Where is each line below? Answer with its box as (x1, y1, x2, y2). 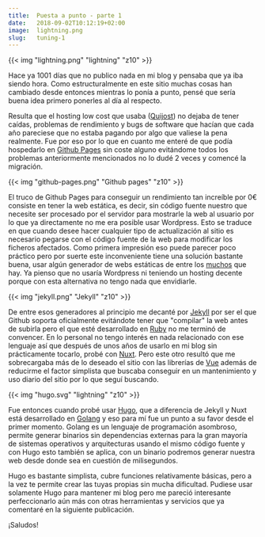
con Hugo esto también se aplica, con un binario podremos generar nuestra (8, 447, 256, 457)
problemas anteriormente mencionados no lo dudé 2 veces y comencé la (8, 154, 247, 163)
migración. (8, 162, 44, 171)
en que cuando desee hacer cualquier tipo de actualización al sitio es (8, 227, 234, 236)
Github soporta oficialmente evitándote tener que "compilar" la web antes (8, 316, 248, 326)
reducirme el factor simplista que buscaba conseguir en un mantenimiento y (8, 366, 257, 376)
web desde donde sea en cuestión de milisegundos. (8, 456, 179, 466)
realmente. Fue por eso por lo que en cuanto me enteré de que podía (8, 136, 233, 147)
